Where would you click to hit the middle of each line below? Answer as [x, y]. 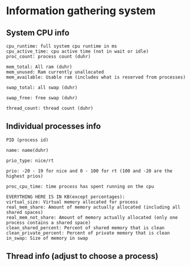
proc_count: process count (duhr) [49, 57]
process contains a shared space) [49, 223]
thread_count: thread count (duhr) [50, 108]
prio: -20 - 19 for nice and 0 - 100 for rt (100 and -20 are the [89, 171]
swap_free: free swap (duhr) [42, 98]
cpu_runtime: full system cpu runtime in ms [62, 46]
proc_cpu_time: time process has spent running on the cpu [80, 186]
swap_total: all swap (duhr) [42, 87]
